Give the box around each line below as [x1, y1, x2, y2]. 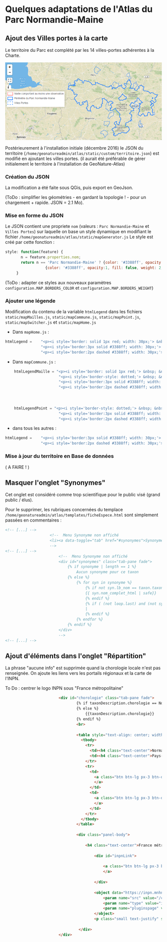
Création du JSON [5, 173, 50, 180]
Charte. [5, 52, 21, 58]
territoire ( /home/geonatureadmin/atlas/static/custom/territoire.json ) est [5, 150, 160, 156]
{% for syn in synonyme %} [76, 580, 133, 585]
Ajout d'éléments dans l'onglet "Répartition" [5, 652, 147, 660]
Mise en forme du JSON [5, 212, 64, 219]
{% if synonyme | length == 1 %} [67, 565, 137, 569]
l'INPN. [5, 676, 20, 682]
